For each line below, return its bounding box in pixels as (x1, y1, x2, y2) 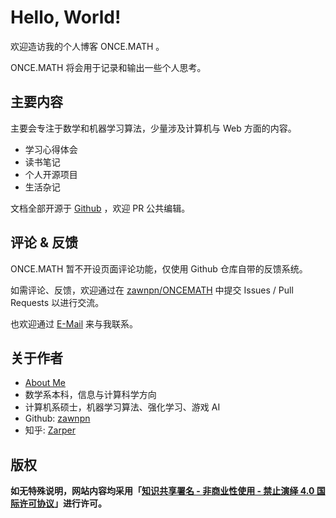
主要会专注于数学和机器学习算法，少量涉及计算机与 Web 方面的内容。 (10, 122, 297, 134)
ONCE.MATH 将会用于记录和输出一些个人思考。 (10, 61, 207, 73)
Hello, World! (10, 6, 122, 29)
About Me (24, 377, 67, 389)
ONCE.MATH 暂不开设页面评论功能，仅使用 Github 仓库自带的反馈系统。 (10, 262, 308, 275)
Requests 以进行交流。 (10, 296, 105, 308)
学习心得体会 (24, 143, 78, 155)
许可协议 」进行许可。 (18, 497, 107, 510)
